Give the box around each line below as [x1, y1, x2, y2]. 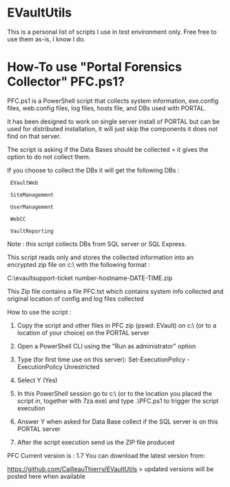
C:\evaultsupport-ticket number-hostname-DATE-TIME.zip [7, 274, 173, 282]
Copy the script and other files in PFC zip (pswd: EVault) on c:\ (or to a [17, 321, 217, 329]
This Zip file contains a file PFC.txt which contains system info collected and [7, 287, 224, 295]
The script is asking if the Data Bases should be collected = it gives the [7, 145, 209, 153]
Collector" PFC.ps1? [7, 74, 125, 90]
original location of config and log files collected [7, 295, 145, 303]
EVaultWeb [10, 179, 39, 186]
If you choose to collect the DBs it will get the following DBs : [7, 166, 180, 174]
